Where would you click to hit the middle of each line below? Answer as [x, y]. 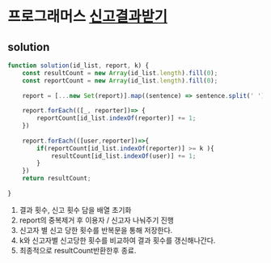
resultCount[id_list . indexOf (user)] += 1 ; [123, 156]
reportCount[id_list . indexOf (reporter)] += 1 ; [116, 118]
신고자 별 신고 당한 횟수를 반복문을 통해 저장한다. [96, 230]
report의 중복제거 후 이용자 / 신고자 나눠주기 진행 [97, 220]
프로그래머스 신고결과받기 [87, 17]
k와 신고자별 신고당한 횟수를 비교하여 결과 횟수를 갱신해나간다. [117, 240]
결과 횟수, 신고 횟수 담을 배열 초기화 [75, 210]
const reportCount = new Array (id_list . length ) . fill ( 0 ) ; [120, 81]
